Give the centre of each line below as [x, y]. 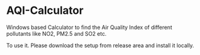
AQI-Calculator [45, 11]
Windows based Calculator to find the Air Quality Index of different [89, 27]
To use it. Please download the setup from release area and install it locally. [100, 45]
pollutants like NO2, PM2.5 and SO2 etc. [57, 33]
